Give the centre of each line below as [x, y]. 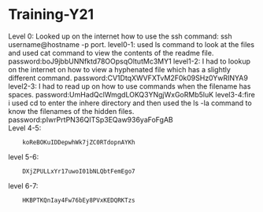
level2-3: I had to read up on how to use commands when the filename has [130, 86]
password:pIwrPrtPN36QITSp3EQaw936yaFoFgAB [91, 119]
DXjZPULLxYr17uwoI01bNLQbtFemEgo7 [79, 171]
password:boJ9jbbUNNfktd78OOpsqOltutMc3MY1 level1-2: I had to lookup [129, 61]
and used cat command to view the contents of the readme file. [111, 53]
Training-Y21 [51, 15]
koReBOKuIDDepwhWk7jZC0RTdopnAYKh [79, 142]
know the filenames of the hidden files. [71, 111]
